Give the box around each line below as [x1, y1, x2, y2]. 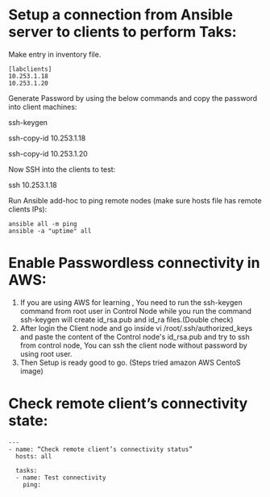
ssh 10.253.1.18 [8, 180, 58, 190]
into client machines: [8, 102, 77, 111]
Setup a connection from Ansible [8, 6, 234, 24]
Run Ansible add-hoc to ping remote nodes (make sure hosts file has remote [8, 195, 262, 205]
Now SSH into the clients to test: [8, 164, 116, 174]
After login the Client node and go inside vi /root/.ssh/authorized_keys [19, 323, 252, 332]
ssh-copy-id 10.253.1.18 [8, 133, 86, 143]
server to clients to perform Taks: [8, 23, 237, 41]
